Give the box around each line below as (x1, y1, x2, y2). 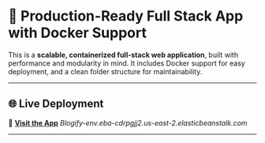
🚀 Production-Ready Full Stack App (8, 7, 244, 25)
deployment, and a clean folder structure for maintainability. (8, 66, 203, 76)
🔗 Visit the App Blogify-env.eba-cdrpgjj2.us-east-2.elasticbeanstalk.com (8, 118, 248, 127)
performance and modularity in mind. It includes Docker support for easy (8, 58, 246, 68)
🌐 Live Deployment (8, 97, 104, 111)
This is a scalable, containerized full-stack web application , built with (8, 50, 239, 59)
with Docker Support (8, 24, 147, 42)
